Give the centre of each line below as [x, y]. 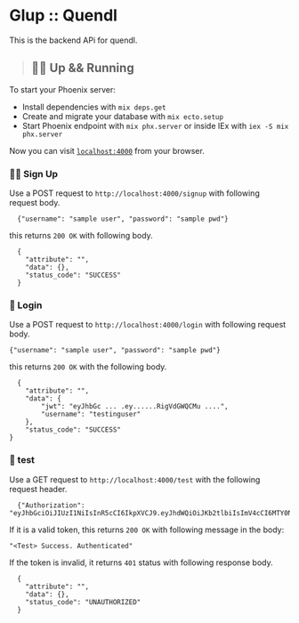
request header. [38, 489]
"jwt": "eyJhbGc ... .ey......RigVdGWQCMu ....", [135, 407]
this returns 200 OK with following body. [81, 236]
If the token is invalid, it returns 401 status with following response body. [141, 562]
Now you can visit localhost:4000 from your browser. [107, 150]
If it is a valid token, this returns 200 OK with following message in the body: [147, 530]
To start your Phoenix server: [62, 89]
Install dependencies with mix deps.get [94, 107]
